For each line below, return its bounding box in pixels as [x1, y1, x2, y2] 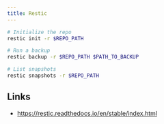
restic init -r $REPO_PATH [7, 35, 84, 42]
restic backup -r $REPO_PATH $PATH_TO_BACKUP [7, 54, 139, 61]
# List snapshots [7, 66, 57, 73]
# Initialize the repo [7, 29, 72, 35]
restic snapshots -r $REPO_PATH [7, 72, 99, 79]
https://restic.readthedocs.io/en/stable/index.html [16, 109, 157, 117]
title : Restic [7, 10, 48, 17]
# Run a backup [7, 47, 51, 55]
